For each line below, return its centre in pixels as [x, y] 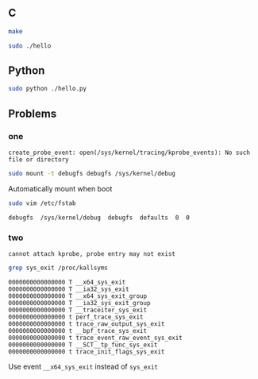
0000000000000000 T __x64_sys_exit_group [78, 296]
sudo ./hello [30, 46]
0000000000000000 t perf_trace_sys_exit [76, 317]
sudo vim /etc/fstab [42, 203]
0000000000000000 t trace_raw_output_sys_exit [87, 324]
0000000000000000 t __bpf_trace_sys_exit [78, 331]
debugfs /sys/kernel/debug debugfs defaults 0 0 [99, 218]
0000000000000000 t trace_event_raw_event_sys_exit [95, 338]
